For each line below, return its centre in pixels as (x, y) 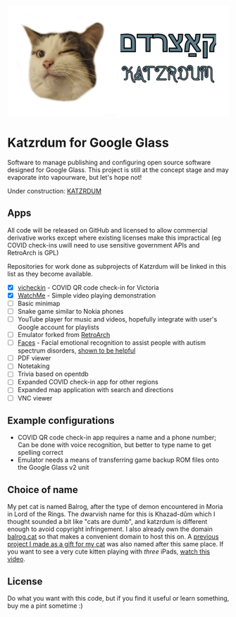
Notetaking (33, 366)
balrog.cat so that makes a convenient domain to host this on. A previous (113, 537)
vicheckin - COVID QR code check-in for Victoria (88, 287)
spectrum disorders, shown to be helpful (76, 350)
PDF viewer (34, 358)
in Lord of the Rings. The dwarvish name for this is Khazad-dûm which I (111, 514)
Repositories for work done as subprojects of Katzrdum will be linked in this (117, 266)
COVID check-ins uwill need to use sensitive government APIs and (104, 245)
